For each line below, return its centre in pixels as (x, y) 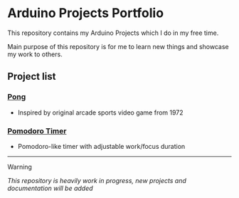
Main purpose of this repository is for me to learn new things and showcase (118, 46)
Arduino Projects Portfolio (86, 13)
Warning (20, 167)
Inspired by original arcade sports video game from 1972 (100, 113)
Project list (32, 77)
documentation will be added (51, 188)
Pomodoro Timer (37, 131)
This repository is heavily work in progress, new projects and (97, 180)
